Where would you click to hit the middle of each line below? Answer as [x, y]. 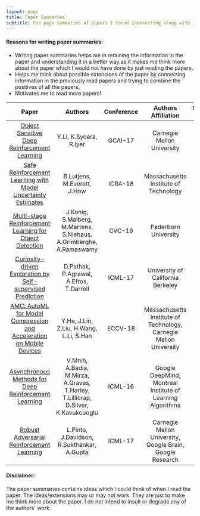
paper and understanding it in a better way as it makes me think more [100, 61]
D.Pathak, [77, 266]
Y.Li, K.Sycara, [77, 137]
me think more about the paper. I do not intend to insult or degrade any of [96, 501]
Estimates [29, 202]
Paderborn [165, 227]
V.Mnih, [77, 360]
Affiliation [165, 115]
